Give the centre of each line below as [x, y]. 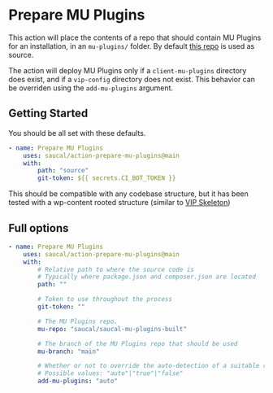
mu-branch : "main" [69, 352]
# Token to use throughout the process [105, 299]
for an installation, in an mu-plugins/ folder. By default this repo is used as [132, 46]
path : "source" [63, 171]
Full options [39, 228]
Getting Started [48, 114]
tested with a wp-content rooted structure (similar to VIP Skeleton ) [119, 203]
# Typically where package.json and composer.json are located [147, 277]
